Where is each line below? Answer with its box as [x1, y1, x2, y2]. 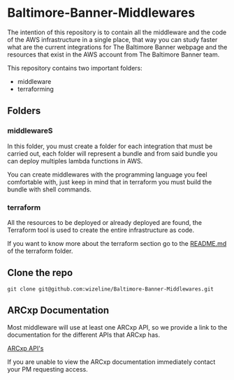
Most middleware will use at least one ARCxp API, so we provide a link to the [7, 323, 228, 331]
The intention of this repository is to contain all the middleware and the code [7, 28, 227, 36]
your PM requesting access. [7, 365, 89, 373]
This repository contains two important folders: [7, 64, 142, 72]
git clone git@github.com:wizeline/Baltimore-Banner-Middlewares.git [7, 285, 214, 293]
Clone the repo [7, 267, 73, 279]
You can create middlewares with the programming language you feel [7, 170, 207, 179]
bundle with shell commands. [7, 185, 92, 193]
